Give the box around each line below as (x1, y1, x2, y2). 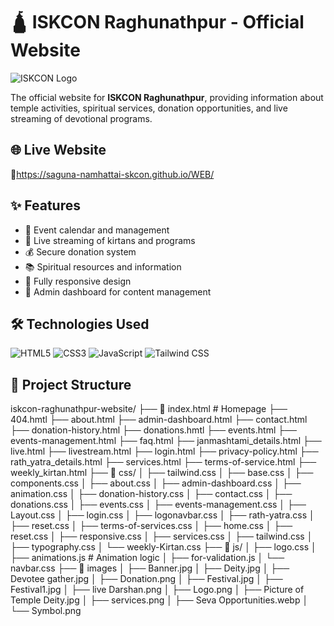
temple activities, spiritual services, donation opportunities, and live (10, 102, 288, 114)
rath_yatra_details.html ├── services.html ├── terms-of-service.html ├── (10, 456, 317, 468)
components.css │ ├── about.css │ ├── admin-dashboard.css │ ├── (10, 477, 302, 489)
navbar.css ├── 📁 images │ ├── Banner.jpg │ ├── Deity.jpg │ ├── (10, 562, 290, 574)
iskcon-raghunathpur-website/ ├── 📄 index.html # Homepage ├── (10, 403, 288, 415)
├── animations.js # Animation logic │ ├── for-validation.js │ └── (10, 552, 285, 564)
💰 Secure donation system (24, 245, 137, 258)
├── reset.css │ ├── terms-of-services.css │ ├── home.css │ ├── (10, 520, 293, 532)
